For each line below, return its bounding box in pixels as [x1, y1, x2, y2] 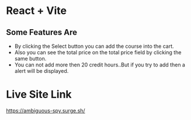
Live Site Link [6, 88, 72, 101]
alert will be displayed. [14, 68, 69, 74]
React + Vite [6, 4, 67, 17]
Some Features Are [6, 27, 78, 37]
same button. [14, 55, 47, 62]
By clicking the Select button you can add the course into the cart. [14, 43, 174, 50]
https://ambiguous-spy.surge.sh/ [6, 107, 86, 114]
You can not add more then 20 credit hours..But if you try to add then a [14, 61, 186, 68]
